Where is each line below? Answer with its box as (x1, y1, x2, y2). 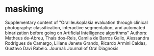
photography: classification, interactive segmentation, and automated (5, 24, 146, 30)
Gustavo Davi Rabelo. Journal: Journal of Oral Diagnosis (5, 45, 119, 51)
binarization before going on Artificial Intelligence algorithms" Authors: (5, 30, 148, 36)
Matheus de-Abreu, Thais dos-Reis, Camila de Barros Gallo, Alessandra (5, 35, 150, 41)
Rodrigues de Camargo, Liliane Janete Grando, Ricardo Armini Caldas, (5, 40, 147, 46)
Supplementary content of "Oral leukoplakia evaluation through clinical (5, 19, 148, 25)
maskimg (5, 3, 44, 15)
